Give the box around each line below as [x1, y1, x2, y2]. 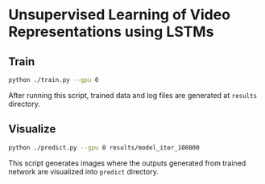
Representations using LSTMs [8, 22, 214, 41]
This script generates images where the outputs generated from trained [8, 158, 246, 168]
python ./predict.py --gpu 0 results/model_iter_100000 [8, 143, 200, 152]
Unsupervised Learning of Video [8, 6, 231, 24]
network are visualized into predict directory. [8, 166, 159, 176]
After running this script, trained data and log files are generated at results [8, 90, 258, 100]
